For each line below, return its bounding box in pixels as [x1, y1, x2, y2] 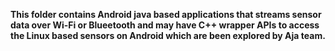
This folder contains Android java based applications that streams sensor [10, 9, 322, 20]
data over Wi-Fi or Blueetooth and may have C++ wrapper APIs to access [10, 19, 320, 31]
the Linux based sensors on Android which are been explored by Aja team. [10, 30, 326, 41]
